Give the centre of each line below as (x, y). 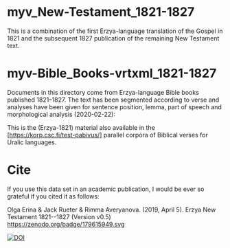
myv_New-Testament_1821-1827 (101, 12)
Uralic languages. (32, 142)
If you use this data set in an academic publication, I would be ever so (106, 189)
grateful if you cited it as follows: (53, 196)
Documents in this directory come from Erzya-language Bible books (103, 92)
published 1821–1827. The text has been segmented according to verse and (113, 100)
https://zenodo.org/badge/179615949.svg (66, 224)
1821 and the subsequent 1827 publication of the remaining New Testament (113, 38)
